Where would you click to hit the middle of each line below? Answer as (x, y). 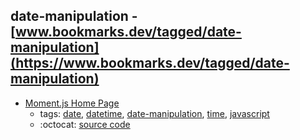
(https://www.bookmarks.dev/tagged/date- (150, 63)
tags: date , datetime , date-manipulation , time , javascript (154, 113)
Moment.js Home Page (72, 103)
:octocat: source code (85, 124)
